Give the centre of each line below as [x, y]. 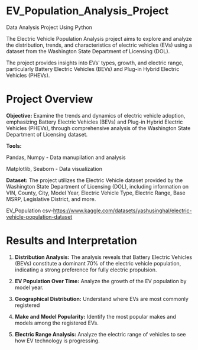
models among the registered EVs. [56, 323]
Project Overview [50, 99]
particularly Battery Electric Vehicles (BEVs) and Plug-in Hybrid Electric [93, 69]
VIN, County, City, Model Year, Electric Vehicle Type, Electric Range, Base [96, 193]
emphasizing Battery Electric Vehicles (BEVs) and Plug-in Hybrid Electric [95, 122]
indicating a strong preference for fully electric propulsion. [86, 270]
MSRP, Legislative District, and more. [51, 199]
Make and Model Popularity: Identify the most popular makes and [95, 316]
